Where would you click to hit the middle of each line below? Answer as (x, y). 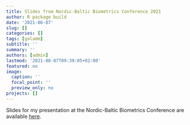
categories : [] (25, 33)
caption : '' (26, 77)
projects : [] (22, 93)
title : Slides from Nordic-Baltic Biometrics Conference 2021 (84, 11)
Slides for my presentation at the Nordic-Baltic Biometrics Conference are (95, 110)
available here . (24, 116)
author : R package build (36, 17)
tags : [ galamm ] (25, 39)
